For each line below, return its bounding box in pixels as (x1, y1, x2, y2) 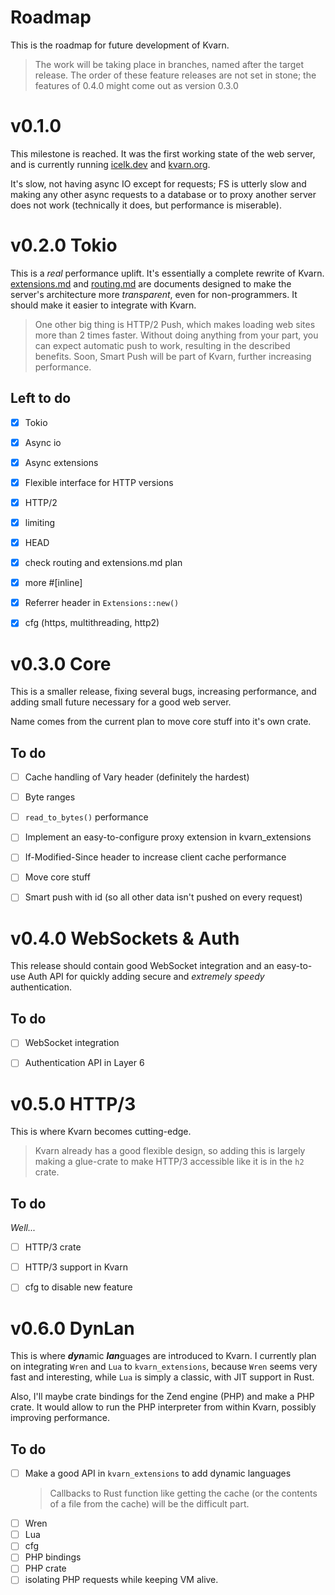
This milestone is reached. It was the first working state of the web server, (10, 147, 316, 160)
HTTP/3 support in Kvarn (24, 1261, 128, 1273)
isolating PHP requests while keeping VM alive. (24, 1574, 219, 1586)
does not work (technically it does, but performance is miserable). (10, 199, 282, 211)
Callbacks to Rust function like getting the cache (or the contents (49, 1487, 318, 1500)
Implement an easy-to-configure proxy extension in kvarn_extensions (24, 831, 312, 843)
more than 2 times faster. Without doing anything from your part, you (34, 329, 319, 341)
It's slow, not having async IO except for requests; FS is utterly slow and (10, 177, 307, 190)
